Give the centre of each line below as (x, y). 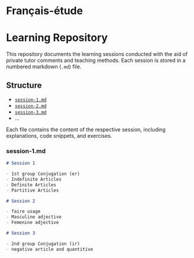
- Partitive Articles (33, 190)
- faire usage (24, 211)
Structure (24, 85)
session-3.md (31, 112)
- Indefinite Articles (34, 179)
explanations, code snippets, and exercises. (59, 135)
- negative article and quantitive (50, 249)
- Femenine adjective (33, 223)
